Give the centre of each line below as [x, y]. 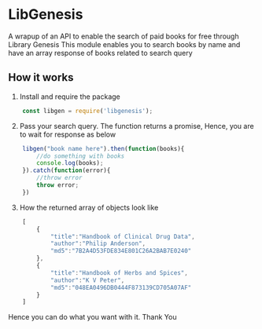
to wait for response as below [68, 134]
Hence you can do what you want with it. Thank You [92, 317]
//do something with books [81, 156]
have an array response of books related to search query [100, 53]
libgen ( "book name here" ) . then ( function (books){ [103, 148]
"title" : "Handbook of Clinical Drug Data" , [122, 236]
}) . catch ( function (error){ [66, 170]
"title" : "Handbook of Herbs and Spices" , [119, 272]
